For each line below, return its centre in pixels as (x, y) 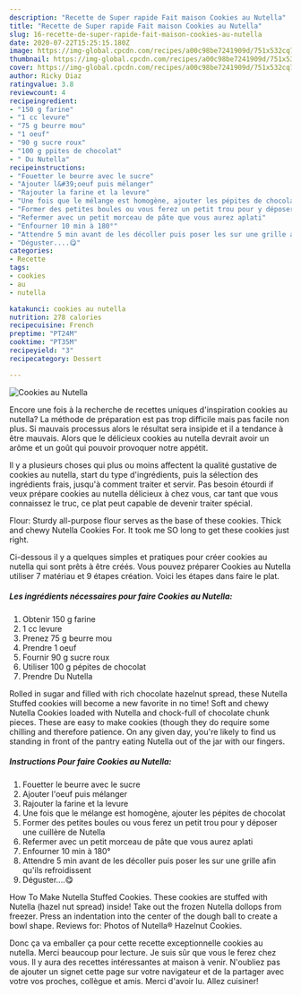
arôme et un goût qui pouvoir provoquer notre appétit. (109, 447)
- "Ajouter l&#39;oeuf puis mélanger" (82, 185)
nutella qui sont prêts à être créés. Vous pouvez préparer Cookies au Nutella (150, 567)
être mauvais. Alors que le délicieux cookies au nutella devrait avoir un (139, 438)
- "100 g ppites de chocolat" (66, 151)
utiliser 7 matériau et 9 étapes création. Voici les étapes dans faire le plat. (145, 575)
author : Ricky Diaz (46, 76)
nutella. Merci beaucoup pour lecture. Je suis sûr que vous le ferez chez (143, 952)
